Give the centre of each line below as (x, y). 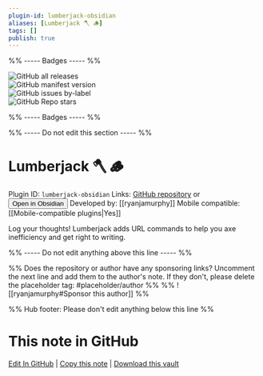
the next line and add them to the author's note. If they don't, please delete (131, 277)
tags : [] (23, 30)
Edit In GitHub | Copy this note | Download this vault (94, 364)
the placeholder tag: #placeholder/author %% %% (92, 286)
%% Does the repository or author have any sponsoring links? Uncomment (131, 268)
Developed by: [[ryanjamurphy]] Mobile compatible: (155, 203)
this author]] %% (121, 294)
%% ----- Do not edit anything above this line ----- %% (100, 253)
